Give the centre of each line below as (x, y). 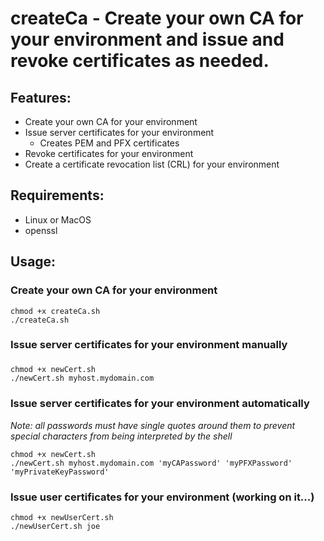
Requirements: (57, 195)
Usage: (33, 262)
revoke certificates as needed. (140, 61)
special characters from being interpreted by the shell (121, 436)
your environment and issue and (147, 39)
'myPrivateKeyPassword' (60, 472)
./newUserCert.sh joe (55, 526)
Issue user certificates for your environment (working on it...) (162, 497)
